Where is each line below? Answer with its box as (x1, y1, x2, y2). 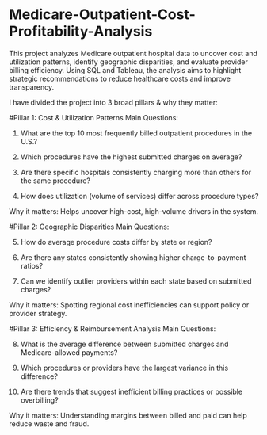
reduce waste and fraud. (9, 418, 90, 429)
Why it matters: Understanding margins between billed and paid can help (9, 410, 248, 420)
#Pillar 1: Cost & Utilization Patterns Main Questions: (9, 113, 179, 122)
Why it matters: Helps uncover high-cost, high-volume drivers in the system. (9, 206, 259, 216)
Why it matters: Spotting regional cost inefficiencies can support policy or (9, 300, 250, 310)
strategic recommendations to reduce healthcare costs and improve (9, 74, 231, 83)
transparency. (9, 82, 55, 92)
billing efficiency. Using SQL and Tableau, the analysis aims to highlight (9, 65, 242, 74)
